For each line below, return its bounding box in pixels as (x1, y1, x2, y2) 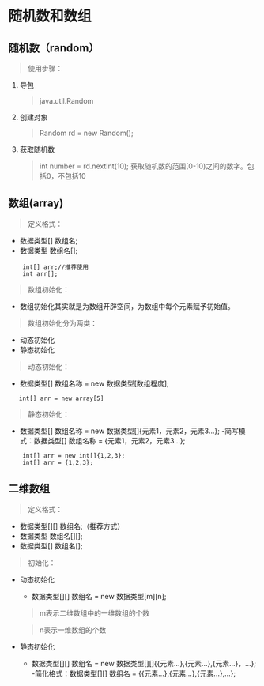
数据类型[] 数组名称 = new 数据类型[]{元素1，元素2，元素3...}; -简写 (19, 426, 239, 435)
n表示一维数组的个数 (39, 625, 107, 635)
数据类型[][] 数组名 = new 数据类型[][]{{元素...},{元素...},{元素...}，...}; (31, 658, 257, 668)
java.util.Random (39, 96, 94, 105)
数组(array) (8, 197, 64, 210)
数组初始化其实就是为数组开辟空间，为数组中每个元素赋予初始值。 (19, 301, 235, 311)
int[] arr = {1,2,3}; (22, 458, 93, 466)
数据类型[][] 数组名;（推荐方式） (19, 521, 125, 530)
